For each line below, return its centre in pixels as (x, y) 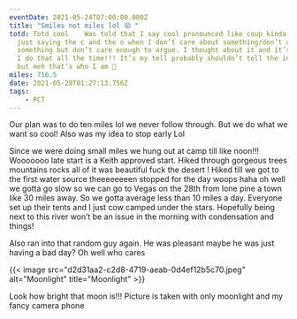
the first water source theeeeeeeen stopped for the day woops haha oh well (147, 179)
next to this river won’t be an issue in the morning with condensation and (141, 216)
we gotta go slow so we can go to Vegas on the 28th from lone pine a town (146, 189)
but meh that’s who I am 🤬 (67, 67)
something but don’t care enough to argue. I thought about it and (144, 50)
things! (22, 226)
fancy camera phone (47, 306)
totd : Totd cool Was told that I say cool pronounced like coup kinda (148, 34)
